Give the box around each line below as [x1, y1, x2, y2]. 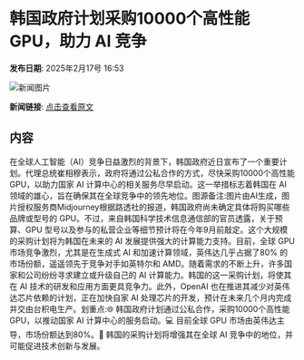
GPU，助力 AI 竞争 [9, 31, 147, 52]
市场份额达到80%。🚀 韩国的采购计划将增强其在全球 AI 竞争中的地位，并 [25, 328, 293, 340]
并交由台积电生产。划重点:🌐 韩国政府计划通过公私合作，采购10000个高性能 [9, 303, 290, 314]
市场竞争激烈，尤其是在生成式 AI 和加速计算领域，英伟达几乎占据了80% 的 [9, 247, 289, 258]
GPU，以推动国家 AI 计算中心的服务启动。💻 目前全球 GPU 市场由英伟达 [9, 315, 278, 326]
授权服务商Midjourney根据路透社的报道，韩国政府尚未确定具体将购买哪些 [16, 201, 290, 212]
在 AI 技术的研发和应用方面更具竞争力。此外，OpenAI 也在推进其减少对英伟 [9, 280, 290, 291]
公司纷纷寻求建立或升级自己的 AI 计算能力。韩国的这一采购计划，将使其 [25, 269, 292, 280]
